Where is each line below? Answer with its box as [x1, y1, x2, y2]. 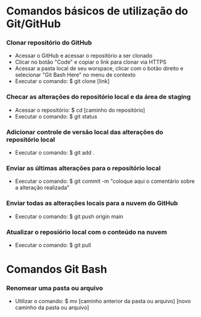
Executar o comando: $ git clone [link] [14, 78, 110, 85]
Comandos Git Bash [6, 263, 107, 276]
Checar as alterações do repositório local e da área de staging [6, 93, 191, 101]
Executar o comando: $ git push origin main [14, 212, 123, 220]
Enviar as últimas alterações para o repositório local [6, 164, 161, 172]
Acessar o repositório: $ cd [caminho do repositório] [14, 106, 146, 114]
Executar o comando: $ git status [14, 112, 97, 120]
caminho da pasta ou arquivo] [14, 304, 89, 311]
